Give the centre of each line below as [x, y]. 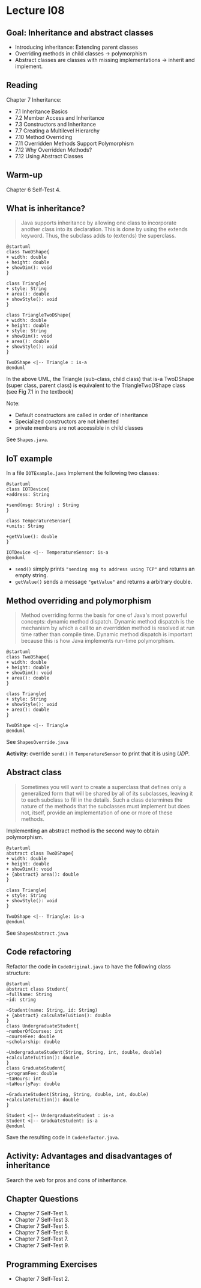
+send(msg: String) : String [43, 505]
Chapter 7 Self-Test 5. [42, 1226]
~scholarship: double [33, 1042]
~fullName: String [29, 994]
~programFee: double [32, 1073]
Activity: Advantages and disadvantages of [89, 1156]
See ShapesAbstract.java [37, 933]
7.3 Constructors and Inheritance [55, 124]
